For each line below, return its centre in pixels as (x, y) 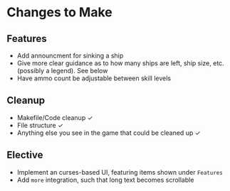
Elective (25, 155)
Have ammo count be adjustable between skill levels (94, 78)
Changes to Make (59, 12)
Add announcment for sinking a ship (70, 55)
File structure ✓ (40, 125)
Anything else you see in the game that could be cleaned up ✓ (109, 133)
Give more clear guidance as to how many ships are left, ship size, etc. (121, 63)
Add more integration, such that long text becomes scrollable (105, 180)
